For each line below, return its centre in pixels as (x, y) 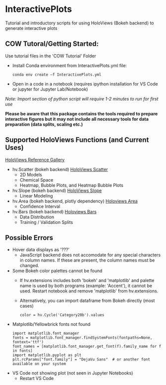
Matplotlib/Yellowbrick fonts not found (51, 324)
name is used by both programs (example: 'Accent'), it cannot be (86, 286)
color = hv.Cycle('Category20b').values (62, 315)
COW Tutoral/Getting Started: (52, 44)
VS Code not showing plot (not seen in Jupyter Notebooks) (73, 373)
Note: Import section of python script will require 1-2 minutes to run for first (82, 98)
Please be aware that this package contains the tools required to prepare (82, 113)
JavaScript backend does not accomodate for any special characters (90, 255)
